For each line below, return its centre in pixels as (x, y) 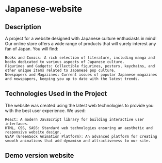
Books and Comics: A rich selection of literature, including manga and (80, 58)
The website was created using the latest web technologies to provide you (79, 105)
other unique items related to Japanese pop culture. (61, 70)
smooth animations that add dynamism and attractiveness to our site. (78, 141)
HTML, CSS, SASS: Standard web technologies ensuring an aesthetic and (79, 128)
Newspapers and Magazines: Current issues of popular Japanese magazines (81, 75)
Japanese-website (44, 9)
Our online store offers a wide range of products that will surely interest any (81, 44)
